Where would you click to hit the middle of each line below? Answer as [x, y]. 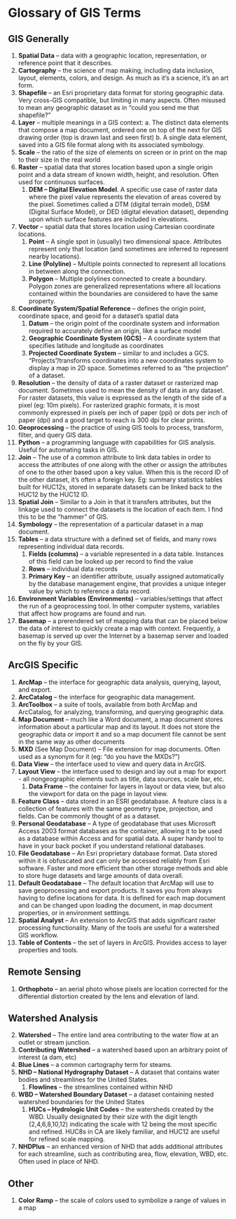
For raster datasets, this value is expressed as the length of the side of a [122, 398]
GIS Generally [39, 39]
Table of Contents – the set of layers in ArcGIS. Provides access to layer [122, 942]
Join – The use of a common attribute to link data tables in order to [114, 457]
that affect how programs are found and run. [82, 613]
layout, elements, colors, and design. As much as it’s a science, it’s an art [123, 78]
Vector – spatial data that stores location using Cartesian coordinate [116, 227]
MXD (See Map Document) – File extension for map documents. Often [119, 749]
